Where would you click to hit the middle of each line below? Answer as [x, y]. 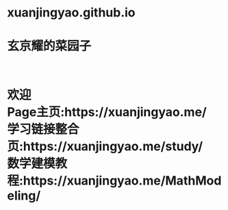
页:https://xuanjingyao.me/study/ [105, 146]
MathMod [193, 180]
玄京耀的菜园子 [49, 46]
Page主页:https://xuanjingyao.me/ [107, 112]
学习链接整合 [43, 129]
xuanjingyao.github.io [71, 13]
